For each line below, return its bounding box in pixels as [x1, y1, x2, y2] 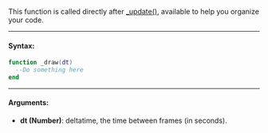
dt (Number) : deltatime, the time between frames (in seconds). [19, 115, 227, 126]
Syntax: [8, 41, 35, 50]
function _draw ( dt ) [8, 59, 73, 67]
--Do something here [15, 66, 84, 74]
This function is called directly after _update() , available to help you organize [8, 7, 259, 16]
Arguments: [8, 98, 49, 108]
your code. [8, 15, 44, 25]
